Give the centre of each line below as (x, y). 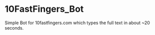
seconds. (14, 28)
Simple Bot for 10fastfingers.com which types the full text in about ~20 (77, 23)
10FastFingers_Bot (44, 9)
